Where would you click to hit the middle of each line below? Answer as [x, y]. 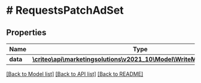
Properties [26, 33]
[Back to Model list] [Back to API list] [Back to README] [75, 74]
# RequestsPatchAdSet [65, 10]
